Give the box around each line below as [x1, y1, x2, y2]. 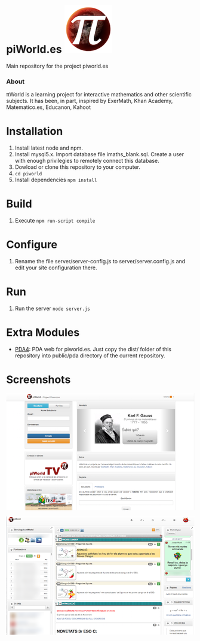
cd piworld [14, 171, 42, 177]
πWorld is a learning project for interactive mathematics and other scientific [6, 91, 192, 98]
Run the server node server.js [14, 305, 91, 312]
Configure [6, 238, 58, 251]
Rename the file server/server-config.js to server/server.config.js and [14, 258, 186, 265]
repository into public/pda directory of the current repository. [14, 352, 165, 359]
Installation [6, 124, 63, 138]
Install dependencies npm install [14, 176, 97, 184]
